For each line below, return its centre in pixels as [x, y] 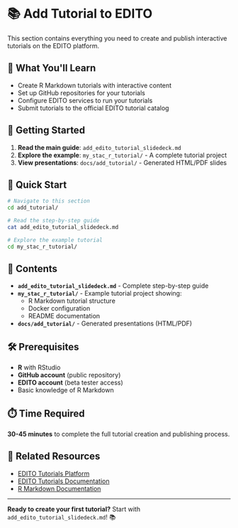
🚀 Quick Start [37, 184]
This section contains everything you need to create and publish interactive [117, 38]
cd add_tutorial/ [33, 208]
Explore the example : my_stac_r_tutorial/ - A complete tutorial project [122, 155]
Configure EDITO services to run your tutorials [85, 100]
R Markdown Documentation [59, 488]
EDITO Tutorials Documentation [63, 481]
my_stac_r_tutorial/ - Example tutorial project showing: [100, 293]
